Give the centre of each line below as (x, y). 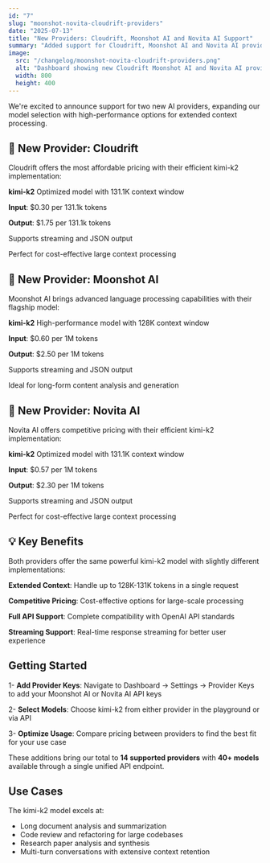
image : (19, 53)
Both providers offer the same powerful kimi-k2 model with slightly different (134, 561)
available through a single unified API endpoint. (86, 766)
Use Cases (36, 791)
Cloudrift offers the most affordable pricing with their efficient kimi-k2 (124, 168)
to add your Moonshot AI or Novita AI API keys (85, 693)
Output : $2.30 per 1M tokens (56, 485)
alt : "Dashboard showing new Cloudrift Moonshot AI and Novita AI (129, 68)
